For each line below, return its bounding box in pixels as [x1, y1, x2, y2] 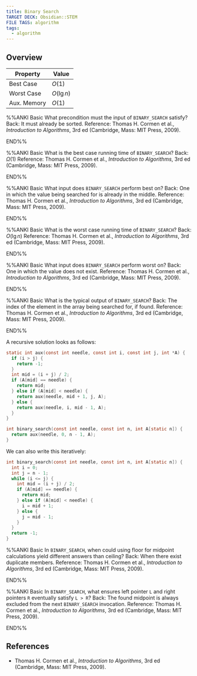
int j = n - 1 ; [11, 470, 49, 476]
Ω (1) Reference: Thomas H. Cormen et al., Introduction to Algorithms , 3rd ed [6, 155, 191, 163]
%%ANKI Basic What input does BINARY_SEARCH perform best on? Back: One [6, 184, 190, 191]
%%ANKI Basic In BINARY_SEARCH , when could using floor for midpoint [6, 546, 175, 554]
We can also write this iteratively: [6, 448, 86, 455]
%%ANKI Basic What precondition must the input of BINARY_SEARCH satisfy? [6, 114, 188, 121]
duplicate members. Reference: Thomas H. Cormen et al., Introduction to [6, 559, 182, 566]
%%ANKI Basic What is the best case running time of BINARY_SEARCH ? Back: [6, 149, 189, 156]
